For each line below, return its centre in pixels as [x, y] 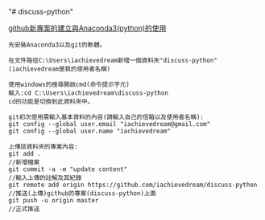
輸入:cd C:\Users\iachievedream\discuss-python [89, 93]
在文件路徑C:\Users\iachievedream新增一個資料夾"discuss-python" [113, 60]
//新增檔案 [24, 162]
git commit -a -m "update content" [68, 169]
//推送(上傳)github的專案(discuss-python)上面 [83, 194]
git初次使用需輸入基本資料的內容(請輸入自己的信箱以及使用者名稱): [106, 117]
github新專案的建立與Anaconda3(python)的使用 [87, 28]
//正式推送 [24, 209]
